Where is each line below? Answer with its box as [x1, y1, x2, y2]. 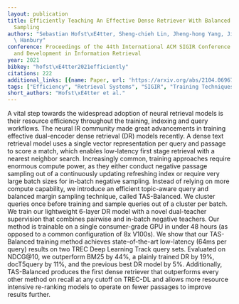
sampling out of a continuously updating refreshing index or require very [7, 170, 221, 178]
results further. [7, 291, 51, 299]
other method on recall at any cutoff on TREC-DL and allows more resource [7, 275, 229, 284]
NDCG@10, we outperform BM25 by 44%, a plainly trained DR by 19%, [7, 253, 215, 261]
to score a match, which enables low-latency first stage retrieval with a [7, 147, 215, 156]
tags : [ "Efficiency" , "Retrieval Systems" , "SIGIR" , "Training [7, 83, 199, 90]
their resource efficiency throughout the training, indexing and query [7, 116, 208, 125]
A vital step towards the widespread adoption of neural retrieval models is [7, 109, 224, 118]
